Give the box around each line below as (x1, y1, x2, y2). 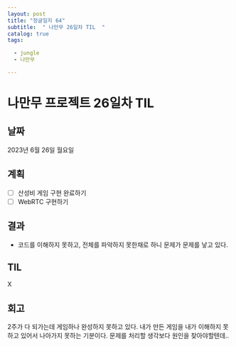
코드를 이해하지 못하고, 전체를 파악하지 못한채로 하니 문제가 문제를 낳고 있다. (17, 240, 229, 249)
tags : (7, 37, 23, 44)
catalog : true (7, 30, 50, 38)
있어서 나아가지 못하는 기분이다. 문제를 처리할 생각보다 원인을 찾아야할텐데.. (20, 331, 230, 340)
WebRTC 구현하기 (17, 197, 69, 206)
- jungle (14, 50, 40, 57)
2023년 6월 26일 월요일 (7, 145, 75, 154)
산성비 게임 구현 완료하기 (17, 189, 87, 197)
